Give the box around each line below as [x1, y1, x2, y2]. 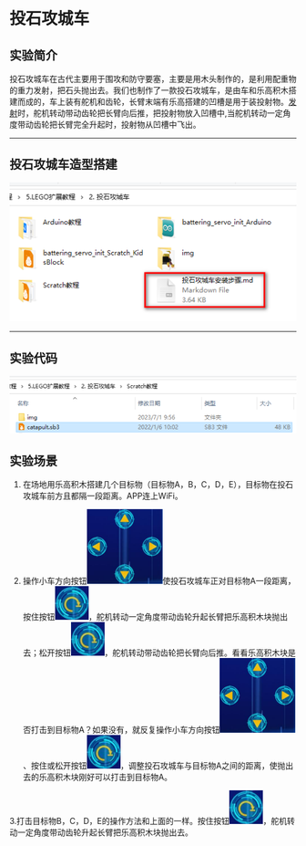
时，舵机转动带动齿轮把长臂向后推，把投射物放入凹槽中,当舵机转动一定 [17, 108, 284, 119]
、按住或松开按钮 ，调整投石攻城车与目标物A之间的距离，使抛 [22, 760, 286, 771]
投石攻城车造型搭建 [9, 157, 117, 172]
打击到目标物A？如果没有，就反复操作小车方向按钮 [30, 725, 220, 736]
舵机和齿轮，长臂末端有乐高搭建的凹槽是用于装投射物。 [80, 97, 289, 107]
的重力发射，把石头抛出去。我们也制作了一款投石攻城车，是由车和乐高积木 [9, 85, 289, 96]
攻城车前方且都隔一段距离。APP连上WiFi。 [22, 490, 184, 502]
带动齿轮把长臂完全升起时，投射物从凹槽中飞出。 [16, 120, 201, 130]
